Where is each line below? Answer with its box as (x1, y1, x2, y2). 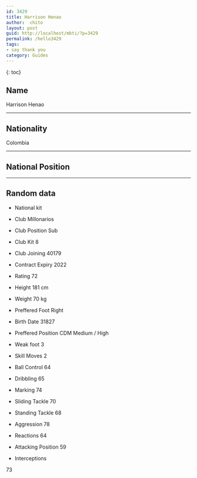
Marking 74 (14, 386, 42, 393)
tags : (6, 42, 19, 48)
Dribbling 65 (14, 375, 45, 382)
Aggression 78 (14, 420, 50, 427)
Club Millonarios (14, 215, 55, 222)
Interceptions (14, 454, 47, 462)
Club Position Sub (14, 227, 58, 234)
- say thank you (6, 47, 46, 53)
